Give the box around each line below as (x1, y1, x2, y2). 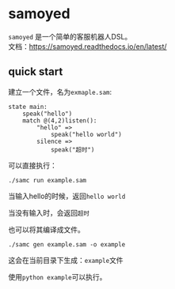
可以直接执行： (8, 160, 57, 170)
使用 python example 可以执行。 (8, 272, 107, 281)
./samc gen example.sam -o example (8, 240, 126, 249)
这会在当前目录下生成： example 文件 (8, 255, 124, 265)
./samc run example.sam (8, 176, 87, 184)
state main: (8, 103, 48, 111)
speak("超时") (50, 145, 95, 154)
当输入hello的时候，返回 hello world (8, 191, 126, 201)
